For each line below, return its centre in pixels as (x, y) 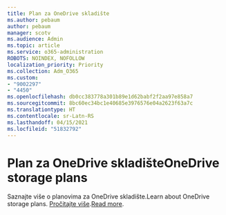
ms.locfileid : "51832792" (44, 129)
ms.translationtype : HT (41, 110)
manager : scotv (29, 33)
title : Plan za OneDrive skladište (58, 13)
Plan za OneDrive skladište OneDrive (113, 163)
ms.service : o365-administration (55, 52)
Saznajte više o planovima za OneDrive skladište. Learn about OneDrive (109, 196)
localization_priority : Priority (55, 65)
